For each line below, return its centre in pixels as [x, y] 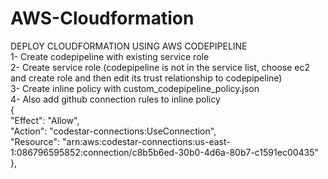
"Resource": [35, 141]
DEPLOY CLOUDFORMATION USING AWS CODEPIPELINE [129, 46]
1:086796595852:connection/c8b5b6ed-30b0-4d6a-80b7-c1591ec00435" [165, 152]
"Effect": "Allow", [45, 120]
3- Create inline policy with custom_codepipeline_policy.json [135, 88]
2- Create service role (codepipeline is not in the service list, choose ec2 [160, 67]
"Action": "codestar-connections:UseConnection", [113, 131]
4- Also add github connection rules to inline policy [115, 99]
